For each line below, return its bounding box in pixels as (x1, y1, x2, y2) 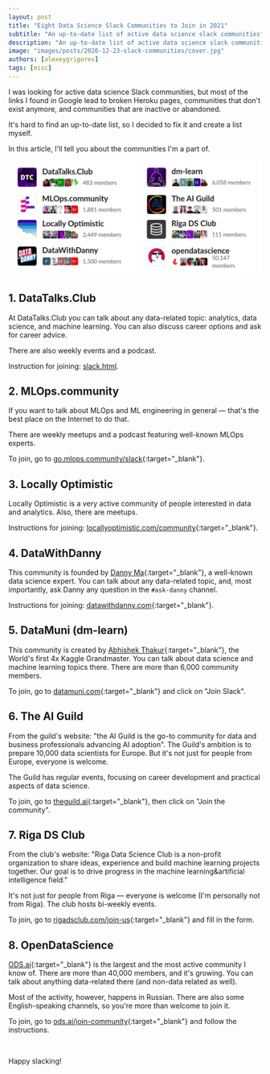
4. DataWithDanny (8, 546, 102, 560)
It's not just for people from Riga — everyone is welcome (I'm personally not (8, 890, 260, 901)
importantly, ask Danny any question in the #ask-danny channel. (8, 585, 219, 594)
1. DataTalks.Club (8, 291, 96, 305)
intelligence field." (8, 875, 68, 885)
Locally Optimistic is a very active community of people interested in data (8, 499, 252, 509)
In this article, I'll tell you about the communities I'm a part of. (8, 143, 211, 153)
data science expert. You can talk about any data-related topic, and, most (8, 576, 252, 585)
